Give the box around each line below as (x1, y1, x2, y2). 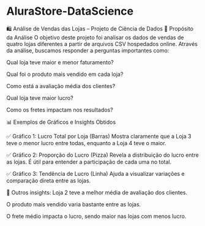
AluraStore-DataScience (6, 4, 133, 18)
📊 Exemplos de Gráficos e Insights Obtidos (6, 118, 116, 126)
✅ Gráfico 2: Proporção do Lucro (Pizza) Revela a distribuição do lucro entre (6, 151, 199, 159)
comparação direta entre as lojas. (6, 176, 91, 184)
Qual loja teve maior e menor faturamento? (6, 58, 114, 66)
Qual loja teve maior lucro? (6, 94, 73, 102)
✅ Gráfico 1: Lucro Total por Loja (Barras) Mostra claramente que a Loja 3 (6, 132, 192, 140)
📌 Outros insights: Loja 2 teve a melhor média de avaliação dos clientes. (6, 189, 188, 196)
